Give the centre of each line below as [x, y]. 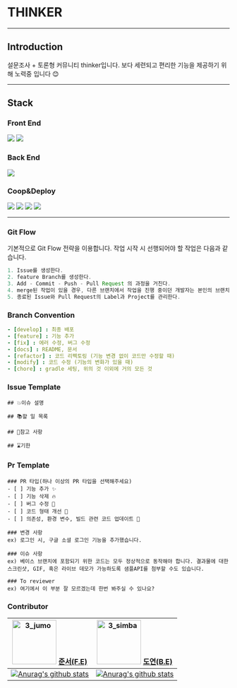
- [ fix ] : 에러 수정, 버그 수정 [49, 343]
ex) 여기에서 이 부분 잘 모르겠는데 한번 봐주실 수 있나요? [81, 588]
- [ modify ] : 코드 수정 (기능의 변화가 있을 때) [71, 362]
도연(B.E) [158, 662]
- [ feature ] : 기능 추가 [41, 336]
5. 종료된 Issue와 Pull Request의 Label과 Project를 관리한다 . [94, 297]
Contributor [28, 606]
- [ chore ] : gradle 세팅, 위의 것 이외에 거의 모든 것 [80, 369]
